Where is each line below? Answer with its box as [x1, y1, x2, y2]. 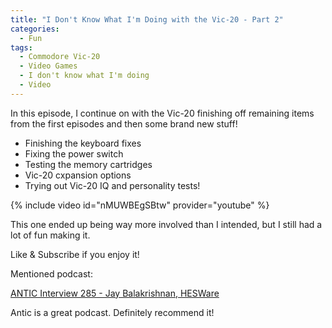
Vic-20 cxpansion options [24, 169, 132, 181]
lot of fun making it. [10, 229, 91, 241]
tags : [10, 42, 33, 53]
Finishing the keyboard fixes [24, 137, 142, 149]
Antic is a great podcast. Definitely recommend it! [10, 306, 215, 318]
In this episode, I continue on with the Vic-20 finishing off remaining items [10, 107, 315, 119]
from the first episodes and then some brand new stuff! [10, 117, 238, 130]
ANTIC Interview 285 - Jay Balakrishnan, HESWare [10, 287, 220, 299]
